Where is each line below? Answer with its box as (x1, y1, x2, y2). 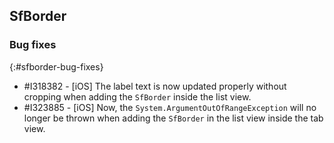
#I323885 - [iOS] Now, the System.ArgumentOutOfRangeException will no (23, 101, 317, 113)
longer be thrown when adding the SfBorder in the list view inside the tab (23, 112, 324, 124)
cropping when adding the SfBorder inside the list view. (23, 90, 252, 103)
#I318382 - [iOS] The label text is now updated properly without (23, 80, 287, 92)
